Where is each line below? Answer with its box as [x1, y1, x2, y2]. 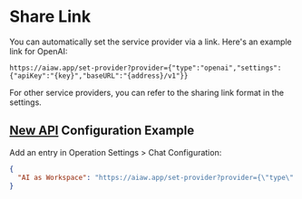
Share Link [9, 6, 92, 27]
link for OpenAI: [9, 45, 68, 56]
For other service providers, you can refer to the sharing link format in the [9, 87, 284, 98]
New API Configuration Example [9, 123, 195, 138]
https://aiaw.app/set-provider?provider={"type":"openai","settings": [9, 63, 282, 72]
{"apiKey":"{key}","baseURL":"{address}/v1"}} [9, 71, 189, 81]
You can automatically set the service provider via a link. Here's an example [9, 36, 292, 47]
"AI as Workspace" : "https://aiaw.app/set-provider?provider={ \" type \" [17, 173, 295, 182]
